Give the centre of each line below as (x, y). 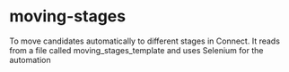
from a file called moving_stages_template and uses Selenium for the (136, 50)
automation (30, 60)
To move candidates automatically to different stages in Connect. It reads (145, 41)
